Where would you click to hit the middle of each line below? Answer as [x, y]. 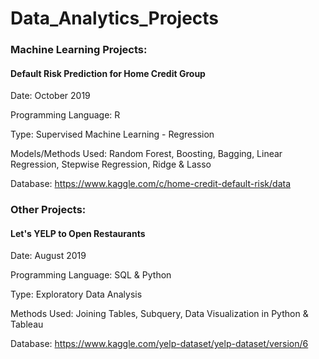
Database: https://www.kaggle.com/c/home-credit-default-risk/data [151, 184]
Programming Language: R [65, 115]
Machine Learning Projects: [79, 50]
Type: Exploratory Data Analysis [76, 294]
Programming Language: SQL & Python [91, 275]
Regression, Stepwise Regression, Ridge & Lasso [111, 164]
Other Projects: [48, 210]
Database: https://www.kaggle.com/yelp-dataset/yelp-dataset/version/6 [159, 344]
